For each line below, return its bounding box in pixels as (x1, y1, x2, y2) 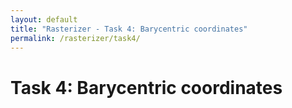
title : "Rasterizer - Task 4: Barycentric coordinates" (10, 24, 248, 34)
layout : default (10, 14, 78, 25)
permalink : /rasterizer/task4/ (10, 33, 141, 43)
